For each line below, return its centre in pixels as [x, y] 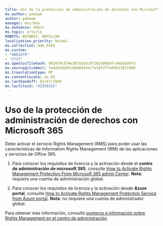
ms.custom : [16, 50]
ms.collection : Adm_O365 [30, 45]
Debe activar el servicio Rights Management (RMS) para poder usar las [76, 144]
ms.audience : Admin [25, 28]
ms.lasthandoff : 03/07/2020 [33, 81]
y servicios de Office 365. [31, 154]
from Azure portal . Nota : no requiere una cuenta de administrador [78, 198]
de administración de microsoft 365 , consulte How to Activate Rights [82, 169]
